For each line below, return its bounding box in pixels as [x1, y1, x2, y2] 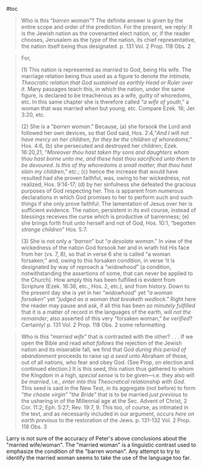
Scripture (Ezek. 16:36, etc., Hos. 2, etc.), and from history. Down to [21, 283, 190, 290]
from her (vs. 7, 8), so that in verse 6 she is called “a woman [21, 251, 171, 257]
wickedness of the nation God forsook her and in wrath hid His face [21, 244, 190, 251]
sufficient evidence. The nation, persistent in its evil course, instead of [21, 207, 197, 214]
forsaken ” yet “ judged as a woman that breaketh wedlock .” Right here [21, 296, 197, 302]
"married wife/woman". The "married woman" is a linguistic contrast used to [6, 442, 197, 448]
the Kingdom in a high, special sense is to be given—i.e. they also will [21, 372, 195, 379]
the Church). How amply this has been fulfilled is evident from [21, 276, 176, 283]
